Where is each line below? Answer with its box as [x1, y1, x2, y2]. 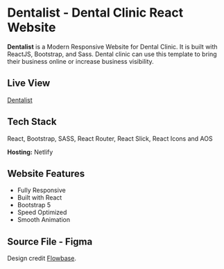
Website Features [7, 168, 85, 180]
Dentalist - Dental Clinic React [7, 5, 184, 21]
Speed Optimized [17, 208, 67, 216]
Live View [7, 78, 51, 89]
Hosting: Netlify [7, 148, 53, 156]
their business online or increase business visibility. [7, 57, 154, 65]
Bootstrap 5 [17, 201, 51, 209]
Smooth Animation [17, 216, 71, 224]
